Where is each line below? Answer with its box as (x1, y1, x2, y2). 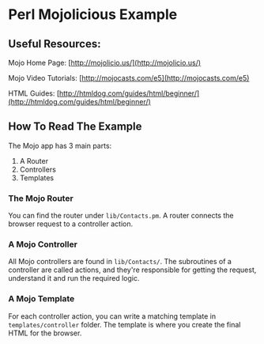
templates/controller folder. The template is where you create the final (8, 319, 241, 329)
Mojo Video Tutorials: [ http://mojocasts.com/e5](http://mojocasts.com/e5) (8, 74, 250, 82)
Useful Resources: (8, 37, 101, 51)
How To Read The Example (8, 120, 142, 134)
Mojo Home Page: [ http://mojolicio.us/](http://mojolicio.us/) (8, 58, 202, 67)
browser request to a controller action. (8, 219, 134, 229)
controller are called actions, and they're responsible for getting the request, (8, 265, 257, 274)
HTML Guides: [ (8, 89, 60, 98)
